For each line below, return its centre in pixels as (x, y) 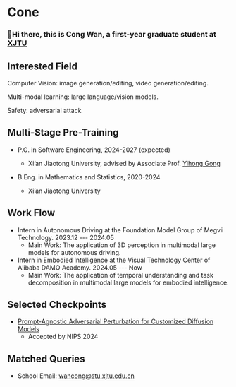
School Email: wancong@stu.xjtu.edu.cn (76, 376)
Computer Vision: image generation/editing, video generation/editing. (108, 83)
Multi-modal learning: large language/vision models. (83, 97)
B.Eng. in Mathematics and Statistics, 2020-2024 (89, 177)
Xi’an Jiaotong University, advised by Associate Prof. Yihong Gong (124, 163)
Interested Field (42, 66)
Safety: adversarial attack (44, 110)
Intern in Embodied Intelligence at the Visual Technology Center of (114, 260)
